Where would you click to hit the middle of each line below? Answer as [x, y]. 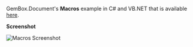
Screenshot [21, 26]
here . [13, 15]
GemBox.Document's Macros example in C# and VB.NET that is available [97, 9]
